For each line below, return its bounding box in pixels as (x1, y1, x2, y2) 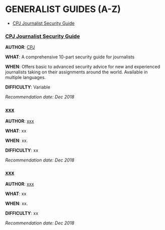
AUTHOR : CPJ (5, 44, 35, 50)
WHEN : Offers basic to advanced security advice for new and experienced (5, 64, 160, 70)
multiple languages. (5, 74, 46, 81)
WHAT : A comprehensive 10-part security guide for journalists (5, 54, 135, 60)
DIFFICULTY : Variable (5, 84, 50, 90)
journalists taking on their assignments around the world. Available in (5, 69, 148, 75)
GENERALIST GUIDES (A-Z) (5, 4, 121, 15)
